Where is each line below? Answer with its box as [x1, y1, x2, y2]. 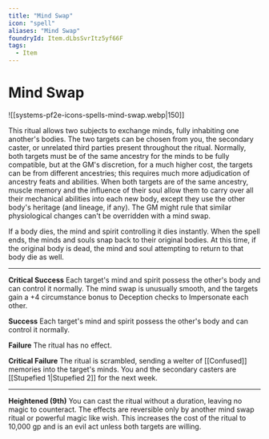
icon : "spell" [8, 19, 56, 27]
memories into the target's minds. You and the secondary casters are [8, 364, 237, 374]
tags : [8, 42, 26, 50]
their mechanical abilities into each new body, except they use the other [8, 193, 246, 203]
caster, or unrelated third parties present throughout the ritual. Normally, [8, 142, 247, 152]
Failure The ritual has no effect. [8, 340, 112, 350]
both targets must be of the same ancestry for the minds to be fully [8, 151, 230, 161]
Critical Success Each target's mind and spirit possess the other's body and [8, 274, 261, 285]
